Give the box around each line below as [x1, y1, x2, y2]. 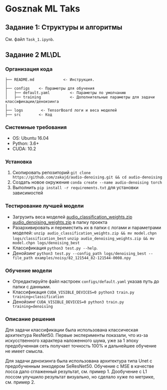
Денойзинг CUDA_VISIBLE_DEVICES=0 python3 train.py [12, 298, 125, 304]
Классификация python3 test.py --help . [12, 245, 98, 251]
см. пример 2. [5, 379, 35, 385]
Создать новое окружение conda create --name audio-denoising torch [12, 179, 162, 185]
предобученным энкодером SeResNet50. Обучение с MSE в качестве [5, 363, 155, 369]
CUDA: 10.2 [12, 146, 36, 152]
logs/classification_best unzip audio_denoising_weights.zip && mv [12, 236, 155, 241]
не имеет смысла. [5, 348, 44, 354]
